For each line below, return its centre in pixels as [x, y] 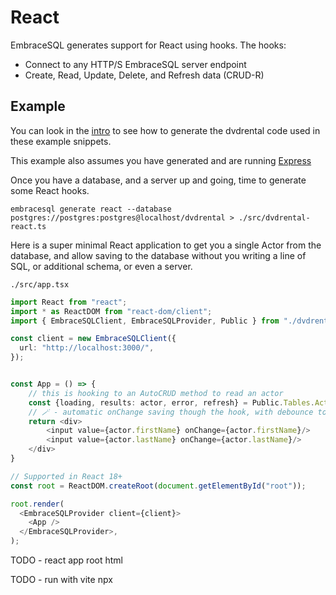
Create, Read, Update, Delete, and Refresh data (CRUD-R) [144, 75]
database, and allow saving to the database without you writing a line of [158, 255]
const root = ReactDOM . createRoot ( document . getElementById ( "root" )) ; [158, 486]
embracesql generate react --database [91, 209]
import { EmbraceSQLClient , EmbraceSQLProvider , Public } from [145, 321]
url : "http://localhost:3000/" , [87, 348]
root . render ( [37, 504]
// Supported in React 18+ [66, 476]
